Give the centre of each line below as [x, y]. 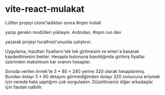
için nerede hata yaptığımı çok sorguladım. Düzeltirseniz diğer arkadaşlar [79, 82]
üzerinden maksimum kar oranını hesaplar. [48, 62]
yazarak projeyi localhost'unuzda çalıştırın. [49, 42]
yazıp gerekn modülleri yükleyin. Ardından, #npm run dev [63, 32]
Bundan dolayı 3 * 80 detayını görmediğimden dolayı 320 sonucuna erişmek [82, 76]
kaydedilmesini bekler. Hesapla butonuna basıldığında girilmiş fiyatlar [75, 56]
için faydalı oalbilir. [24, 87]
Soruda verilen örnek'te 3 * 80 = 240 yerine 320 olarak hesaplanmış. [75, 71]
